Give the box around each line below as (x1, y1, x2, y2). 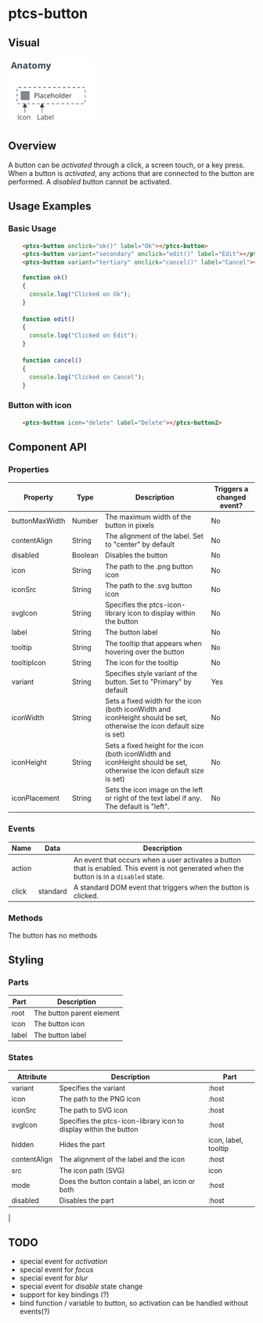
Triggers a (214, 484, 249, 493)
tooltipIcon (11, 657, 46, 667)
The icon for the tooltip (105, 657, 178, 667)
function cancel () (22, 356, 82, 364)
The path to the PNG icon (59, 1095, 141, 1104)
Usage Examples (8, 199, 92, 213)
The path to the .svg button (105, 580, 193, 590)
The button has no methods (8, 930, 98, 940)
